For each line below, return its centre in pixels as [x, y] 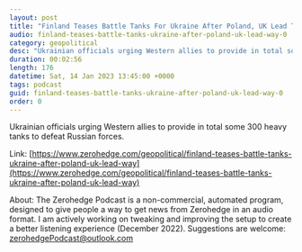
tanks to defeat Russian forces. [67, 137]
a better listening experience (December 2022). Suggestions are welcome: [147, 229]
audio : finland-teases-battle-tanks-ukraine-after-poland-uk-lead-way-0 [148, 34]
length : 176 [31, 68]
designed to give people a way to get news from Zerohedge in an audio [142, 210]
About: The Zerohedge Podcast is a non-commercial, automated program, [147, 200]
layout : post [34, 18]
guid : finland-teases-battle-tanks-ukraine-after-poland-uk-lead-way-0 [146, 93]
